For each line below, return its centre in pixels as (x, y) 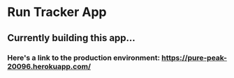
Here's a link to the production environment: (84, 58)
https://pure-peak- (194, 58)
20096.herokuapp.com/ (49, 66)
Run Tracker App (57, 12)
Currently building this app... (72, 38)
